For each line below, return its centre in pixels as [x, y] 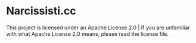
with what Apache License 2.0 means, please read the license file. [87, 33]
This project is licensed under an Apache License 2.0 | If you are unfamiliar [98, 27]
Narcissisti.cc [41, 11]
